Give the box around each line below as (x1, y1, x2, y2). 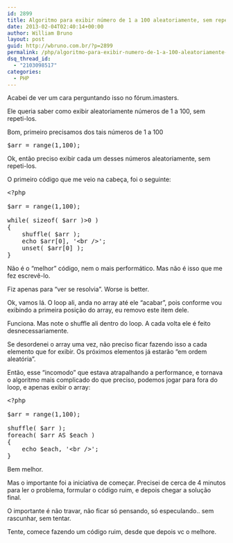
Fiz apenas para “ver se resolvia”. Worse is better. (7, 285, 149, 294)
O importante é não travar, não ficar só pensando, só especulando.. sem (7, 507, 214, 515)
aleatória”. (7, 355, 36, 363)
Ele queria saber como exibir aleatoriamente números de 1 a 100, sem (7, 107, 206, 115)
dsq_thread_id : (7, 56, 51, 62)
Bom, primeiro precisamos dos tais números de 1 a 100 (7, 128, 164, 136)
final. (7, 494, 22, 502)
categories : (7, 68, 42, 75)
